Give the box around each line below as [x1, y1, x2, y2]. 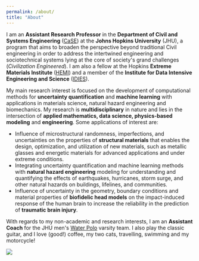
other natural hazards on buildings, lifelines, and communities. [14, 180, 168, 188]
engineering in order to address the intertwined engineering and [6, 50, 164, 57]
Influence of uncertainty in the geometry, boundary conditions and [14, 187, 179, 194]
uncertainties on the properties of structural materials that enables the [14, 136, 190, 143]
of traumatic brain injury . [14, 206, 78, 213]
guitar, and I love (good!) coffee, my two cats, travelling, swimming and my [6, 231, 189, 238]
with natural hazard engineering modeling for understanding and [14, 168, 176, 175]
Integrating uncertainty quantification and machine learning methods [14, 162, 184, 169]
